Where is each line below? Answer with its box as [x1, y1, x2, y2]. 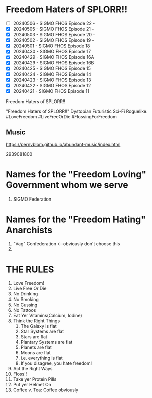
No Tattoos [13, 307, 36, 313]
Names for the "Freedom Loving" [6, 168, 147, 180]
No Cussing [13, 302, 38, 308]
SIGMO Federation [13, 196, 52, 202]
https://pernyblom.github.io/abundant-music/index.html [6, 141, 121, 147]
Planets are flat [20, 344, 52, 350]
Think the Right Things [13, 318, 60, 324]
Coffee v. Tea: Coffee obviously [13, 387, 79, 393]
